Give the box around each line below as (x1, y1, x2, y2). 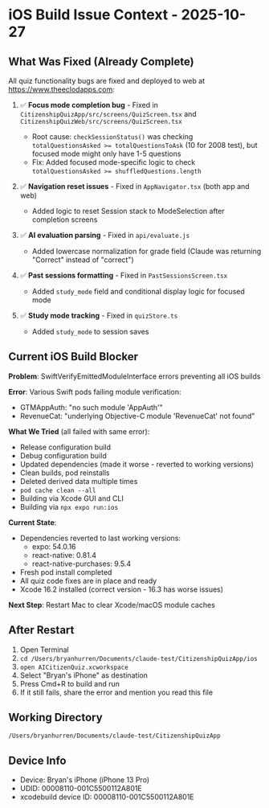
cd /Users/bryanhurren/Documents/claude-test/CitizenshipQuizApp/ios (19, 654, 259, 662)
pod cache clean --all (19, 486, 96, 494)
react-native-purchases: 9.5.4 (31, 559, 131, 568)
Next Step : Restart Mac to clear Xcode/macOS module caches (8, 600, 215, 609)
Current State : (8, 517, 57, 527)
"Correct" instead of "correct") (31, 255, 134, 265)
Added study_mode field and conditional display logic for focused (31, 287, 245, 296)
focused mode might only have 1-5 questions (31, 149, 181, 158)
